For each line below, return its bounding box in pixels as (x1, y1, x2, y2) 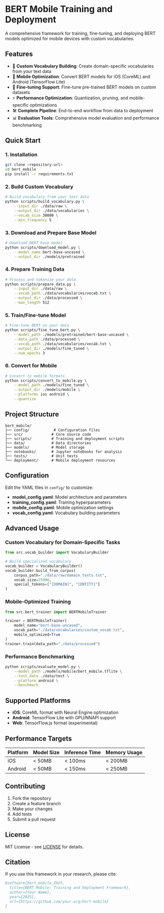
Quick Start (5, 136, 41, 145)
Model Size (33, 749, 60, 756)
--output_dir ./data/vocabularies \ (14, 208, 90, 213)
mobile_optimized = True (14, 632, 61, 637)
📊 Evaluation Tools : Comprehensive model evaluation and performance (12, 115, 160, 121)
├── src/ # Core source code (5, 432, 92, 437)
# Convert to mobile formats (5, 373, 65, 379)
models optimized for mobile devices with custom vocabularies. (5, 36, 134, 42)
